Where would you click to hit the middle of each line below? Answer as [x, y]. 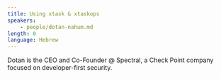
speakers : [22, 20]
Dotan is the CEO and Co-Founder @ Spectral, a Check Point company [110, 60]
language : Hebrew [33, 40]
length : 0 [22, 34]
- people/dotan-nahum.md [57, 27]
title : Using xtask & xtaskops [53, 14]
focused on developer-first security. [60, 68]
